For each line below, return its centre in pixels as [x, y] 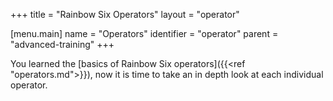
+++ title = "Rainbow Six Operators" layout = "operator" [125, 14]
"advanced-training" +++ [62, 44]
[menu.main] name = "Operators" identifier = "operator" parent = [144, 33]
